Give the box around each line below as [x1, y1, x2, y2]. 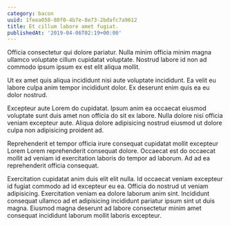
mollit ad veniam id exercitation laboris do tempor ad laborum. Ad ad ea [7, 154, 211, 163]
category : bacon [7, 10, 54, 17]
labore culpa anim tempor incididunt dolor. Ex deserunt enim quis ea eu [7, 83, 210, 92]
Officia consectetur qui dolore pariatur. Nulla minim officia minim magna [7, 48, 212, 56]
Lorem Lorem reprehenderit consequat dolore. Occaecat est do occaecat [7, 147, 216, 155]
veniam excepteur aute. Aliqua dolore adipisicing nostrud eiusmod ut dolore [7, 119, 222, 127]
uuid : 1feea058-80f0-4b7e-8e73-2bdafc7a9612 [7, 17, 137, 23]
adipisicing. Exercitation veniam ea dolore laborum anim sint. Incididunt [7, 189, 210, 198]
